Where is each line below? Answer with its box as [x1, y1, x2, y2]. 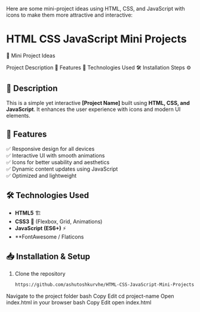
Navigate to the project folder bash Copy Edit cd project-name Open [6, 292, 174, 300]
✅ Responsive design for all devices [6, 145, 95, 152]
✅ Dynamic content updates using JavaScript [6, 165, 118, 172]
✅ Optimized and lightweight [6, 172, 77, 179]
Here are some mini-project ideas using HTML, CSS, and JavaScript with [6, 5, 185, 12]
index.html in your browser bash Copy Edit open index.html [6, 299, 152, 306]
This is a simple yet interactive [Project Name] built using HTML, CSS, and [6, 99, 190, 106]
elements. [6, 112, 31, 119]
